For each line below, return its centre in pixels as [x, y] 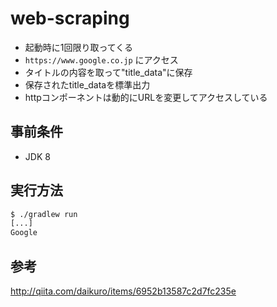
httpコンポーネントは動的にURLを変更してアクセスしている [146, 97]
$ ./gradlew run [44, 214]
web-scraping [70, 18]
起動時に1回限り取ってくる [79, 47]
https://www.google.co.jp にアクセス [101, 59]
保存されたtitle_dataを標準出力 [87, 84]
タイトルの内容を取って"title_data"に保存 [108, 72]
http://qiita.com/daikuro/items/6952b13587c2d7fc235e [123, 291]
